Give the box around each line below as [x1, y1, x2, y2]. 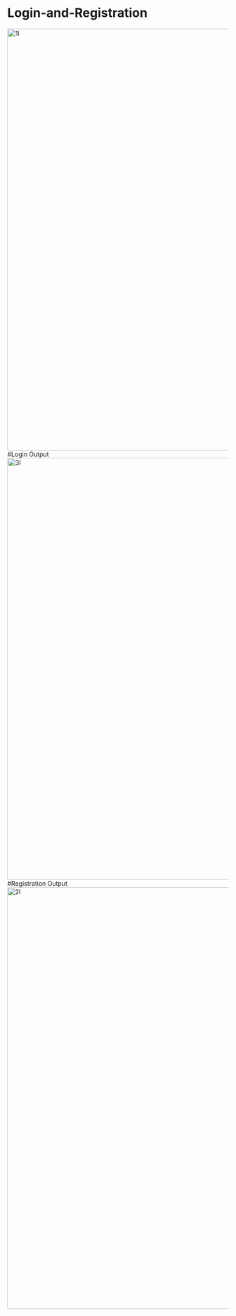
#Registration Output [7, 879, 68, 887]
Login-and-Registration [7, 5, 147, 21]
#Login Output [7, 450, 49, 458]
